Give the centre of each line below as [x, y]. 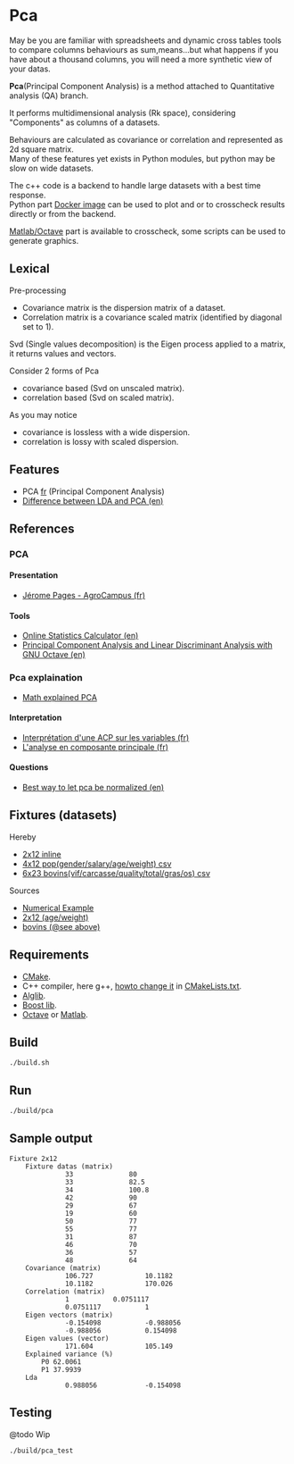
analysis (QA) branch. [49, 96]
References [42, 528]
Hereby [23, 837]
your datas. [30, 69]
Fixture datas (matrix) [69, 1167]
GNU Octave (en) [54, 655]
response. [28, 195]
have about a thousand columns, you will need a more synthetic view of [141, 59]
